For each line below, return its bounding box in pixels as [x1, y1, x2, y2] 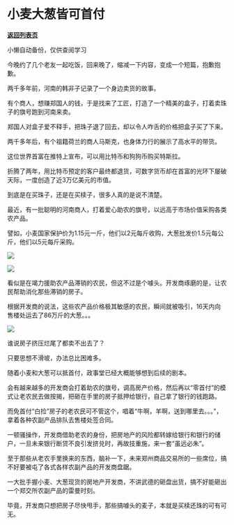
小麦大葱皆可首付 [7, 6, 106, 22]
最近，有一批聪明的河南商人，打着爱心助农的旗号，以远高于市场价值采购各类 [7, 205, 227, 214]
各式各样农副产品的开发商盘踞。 [43, 462, 136, 471]
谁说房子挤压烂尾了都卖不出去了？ [7, 339, 105, 347]
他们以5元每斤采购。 [19, 237, 79, 246]
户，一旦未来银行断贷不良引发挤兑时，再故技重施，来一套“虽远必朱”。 [7, 439, 208, 448]
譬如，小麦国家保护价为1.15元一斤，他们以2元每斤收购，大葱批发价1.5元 [7, 228, 212, 237]
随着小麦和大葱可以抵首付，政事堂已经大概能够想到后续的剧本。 [7, 368, 190, 377]
